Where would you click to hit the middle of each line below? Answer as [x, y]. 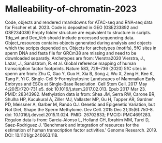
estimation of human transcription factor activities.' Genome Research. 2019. [81, 130]
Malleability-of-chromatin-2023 [71, 9]
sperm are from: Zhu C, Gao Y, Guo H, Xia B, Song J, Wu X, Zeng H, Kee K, [79, 73]
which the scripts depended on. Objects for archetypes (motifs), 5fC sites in [81, 48]
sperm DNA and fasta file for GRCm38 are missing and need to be [71, 53]
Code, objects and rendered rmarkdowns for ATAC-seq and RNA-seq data [79, 22]
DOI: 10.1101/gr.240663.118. [32, 135]
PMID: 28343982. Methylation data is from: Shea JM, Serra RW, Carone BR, [80, 94]
